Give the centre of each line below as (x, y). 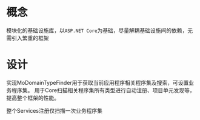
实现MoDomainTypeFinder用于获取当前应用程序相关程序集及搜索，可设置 (98, 82)
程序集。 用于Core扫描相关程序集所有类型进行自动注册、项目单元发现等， (103, 90)
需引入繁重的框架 (28, 38)
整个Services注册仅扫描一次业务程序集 (55, 110)
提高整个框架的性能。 (33, 98)
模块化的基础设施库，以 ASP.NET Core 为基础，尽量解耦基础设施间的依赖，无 (99, 30)
